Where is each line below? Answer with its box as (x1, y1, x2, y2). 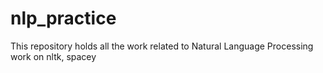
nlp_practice (10, 7, 117, 30)
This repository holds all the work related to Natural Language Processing (10, 40, 314, 52)
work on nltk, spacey (10, 50, 97, 62)
